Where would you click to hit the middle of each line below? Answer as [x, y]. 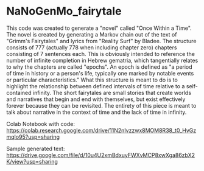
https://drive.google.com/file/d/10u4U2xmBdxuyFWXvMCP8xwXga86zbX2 [101, 155]
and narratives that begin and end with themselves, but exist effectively [96, 99]
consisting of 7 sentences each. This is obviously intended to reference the [100, 54]
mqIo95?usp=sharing [33, 137]
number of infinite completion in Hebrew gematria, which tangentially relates [102, 60]
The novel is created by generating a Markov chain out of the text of [92, 34]
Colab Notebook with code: [40, 124]
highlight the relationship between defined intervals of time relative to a [96, 86]
